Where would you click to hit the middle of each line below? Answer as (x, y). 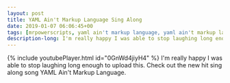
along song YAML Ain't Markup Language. (67, 73)
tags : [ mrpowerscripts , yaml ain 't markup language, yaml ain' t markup (111, 32)
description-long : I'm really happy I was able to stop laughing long (110, 39)
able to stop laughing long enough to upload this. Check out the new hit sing (115, 65)
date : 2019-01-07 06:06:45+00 (50, 26)
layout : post (26, 13)
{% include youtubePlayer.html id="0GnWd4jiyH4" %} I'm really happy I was (115, 58)
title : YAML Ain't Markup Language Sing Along (75, 20)
